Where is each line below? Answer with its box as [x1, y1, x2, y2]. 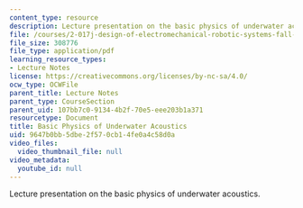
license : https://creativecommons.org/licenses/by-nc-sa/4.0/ [9, 72, 248, 81]
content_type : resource [9, 13, 99, 23]
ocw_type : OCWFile [9, 80, 78, 89]
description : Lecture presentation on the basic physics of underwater [9, 22, 284, 31]
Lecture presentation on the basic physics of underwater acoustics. [9, 188, 261, 199]
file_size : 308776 [9, 38, 78, 48]
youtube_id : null [17, 164, 83, 173]
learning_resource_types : [9, 55, 106, 64]
